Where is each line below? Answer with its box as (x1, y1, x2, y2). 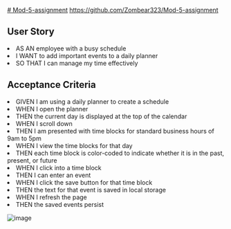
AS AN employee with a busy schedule (16, 44, 127, 53)
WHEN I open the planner (16, 104, 89, 113)
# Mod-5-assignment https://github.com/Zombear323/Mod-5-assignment (7, 6, 219, 14)
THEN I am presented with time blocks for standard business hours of (16, 127, 214, 135)
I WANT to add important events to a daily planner (16, 51, 158, 59)
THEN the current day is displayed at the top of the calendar (16, 112, 187, 120)
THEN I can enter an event (16, 171, 91, 179)
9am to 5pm (7, 134, 41, 143)
